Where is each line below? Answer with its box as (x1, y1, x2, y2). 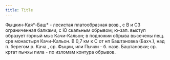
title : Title (5, 7, 33, 13)
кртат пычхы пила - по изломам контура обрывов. (5, 49, 116, 55)
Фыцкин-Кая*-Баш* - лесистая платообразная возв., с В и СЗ (5, 22, 141, 28)
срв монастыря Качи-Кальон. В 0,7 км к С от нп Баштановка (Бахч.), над (5, 38, 165, 44)
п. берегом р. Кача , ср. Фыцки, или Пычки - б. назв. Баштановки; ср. (5, 43, 157, 49)
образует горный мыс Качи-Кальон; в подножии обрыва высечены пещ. (5, 32, 165, 38)
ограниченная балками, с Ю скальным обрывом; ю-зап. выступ (5, 27, 146, 33)
